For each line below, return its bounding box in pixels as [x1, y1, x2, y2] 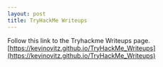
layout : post [7, 10, 46, 18]
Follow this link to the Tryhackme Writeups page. [7, 36, 151, 44]
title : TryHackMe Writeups [7, 17, 88, 24]
